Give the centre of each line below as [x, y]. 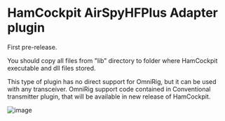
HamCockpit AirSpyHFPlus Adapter [113, 13]
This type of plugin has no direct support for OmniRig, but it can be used [112, 81]
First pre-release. [32, 47]
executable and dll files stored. [52, 68]
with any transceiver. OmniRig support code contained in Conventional [109, 89]
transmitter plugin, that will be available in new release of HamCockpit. [109, 97]
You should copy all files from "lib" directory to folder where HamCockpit [112, 60]
